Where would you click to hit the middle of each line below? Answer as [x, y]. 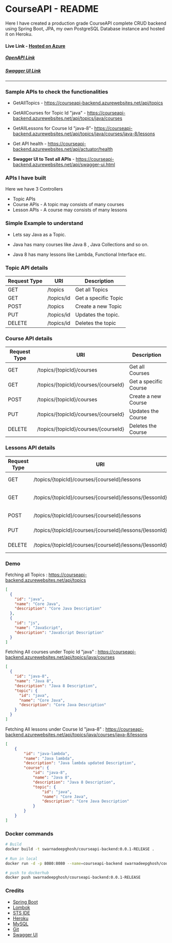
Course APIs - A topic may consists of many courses [68, 205]
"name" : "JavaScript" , [39, 627]
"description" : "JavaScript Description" [59, 633]
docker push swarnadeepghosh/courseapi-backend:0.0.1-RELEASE [73, 877]
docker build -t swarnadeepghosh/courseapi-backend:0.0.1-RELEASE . [80, 849]
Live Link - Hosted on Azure [35, 46]
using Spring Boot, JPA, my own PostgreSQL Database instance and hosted [85, 28]
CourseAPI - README [52, 9]
